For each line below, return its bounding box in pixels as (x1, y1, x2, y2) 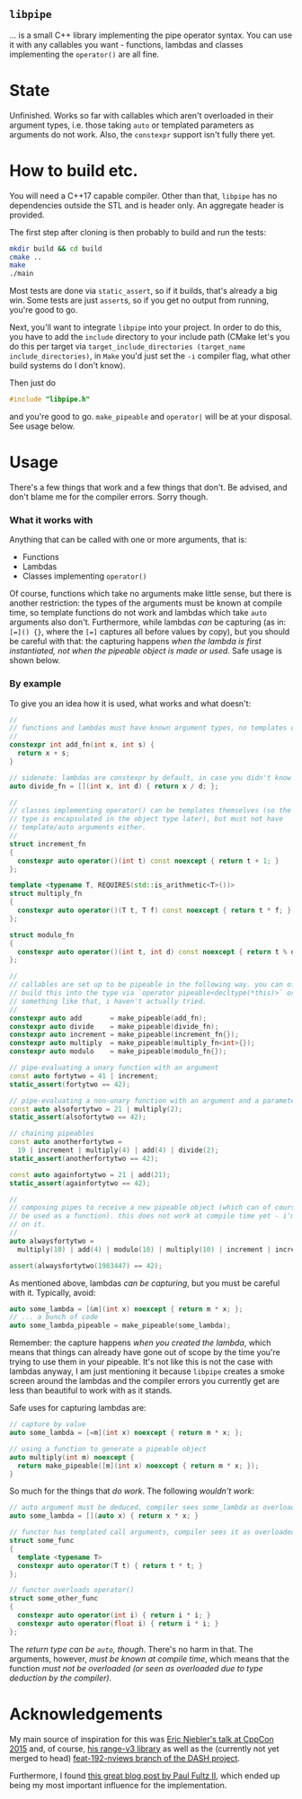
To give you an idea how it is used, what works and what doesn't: (9, 697, 252, 709)
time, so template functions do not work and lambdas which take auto (9, 607, 268, 618)
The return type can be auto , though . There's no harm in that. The (9, 1644, 253, 1654)
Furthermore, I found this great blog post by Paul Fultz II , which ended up (9, 1770, 280, 1781)
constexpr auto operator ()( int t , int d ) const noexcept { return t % (17, 947, 288, 956)
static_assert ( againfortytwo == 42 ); (9, 1178, 151, 1188)
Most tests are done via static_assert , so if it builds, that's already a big (9, 286, 278, 297)
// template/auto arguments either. (9, 823, 147, 832)
